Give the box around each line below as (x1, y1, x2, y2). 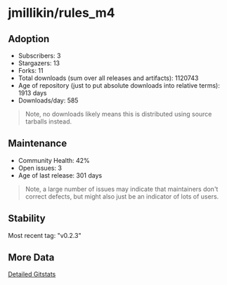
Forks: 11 (18, 67, 44, 74)
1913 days (18, 89, 47, 97)
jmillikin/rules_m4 (8, 5, 115, 21)
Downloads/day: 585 (18, 96, 79, 105)
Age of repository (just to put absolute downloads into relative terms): (18, 81, 220, 89)
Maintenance (8, 138, 67, 150)
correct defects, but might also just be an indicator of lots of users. (25, 192, 219, 201)
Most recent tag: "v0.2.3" (8, 231, 82, 239)
